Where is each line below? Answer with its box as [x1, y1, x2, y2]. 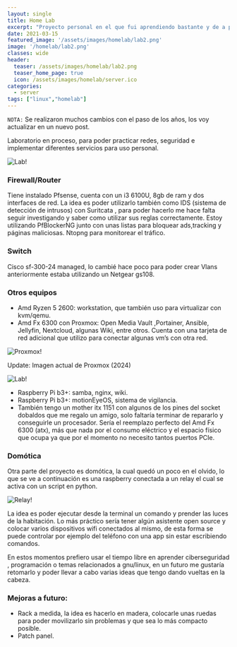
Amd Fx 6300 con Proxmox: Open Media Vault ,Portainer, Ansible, [17, 319, 209, 327]
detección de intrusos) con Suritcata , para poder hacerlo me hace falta [7, 206, 216, 215]
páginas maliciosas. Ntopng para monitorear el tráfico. [7, 229, 166, 237]
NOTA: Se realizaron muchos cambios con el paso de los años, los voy [7, 115, 209, 124]
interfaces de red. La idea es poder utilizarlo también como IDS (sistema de [7, 198, 227, 207]
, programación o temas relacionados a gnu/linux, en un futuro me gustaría [7, 561, 224, 569]
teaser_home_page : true [13, 69, 83, 76]
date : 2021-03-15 [7, 30, 59, 37]
